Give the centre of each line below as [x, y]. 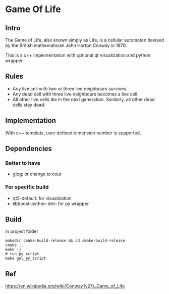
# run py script [22, 254]
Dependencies [29, 149]
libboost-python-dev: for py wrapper [51, 204]
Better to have [23, 163]
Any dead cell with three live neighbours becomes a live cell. [75, 94]
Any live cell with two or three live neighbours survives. [70, 88]
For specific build [27, 187]
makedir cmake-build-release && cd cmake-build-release [65, 241]
